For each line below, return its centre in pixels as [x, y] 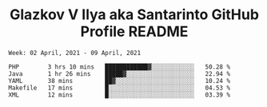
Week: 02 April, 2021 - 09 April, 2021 [75, 53]
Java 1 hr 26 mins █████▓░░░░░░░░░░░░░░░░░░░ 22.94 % [119, 73]
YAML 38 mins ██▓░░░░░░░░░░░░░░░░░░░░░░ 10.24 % [119, 81]
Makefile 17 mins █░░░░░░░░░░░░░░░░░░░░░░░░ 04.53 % [119, 88]
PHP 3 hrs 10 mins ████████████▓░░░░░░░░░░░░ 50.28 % [119, 67]
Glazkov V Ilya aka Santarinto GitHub [134, 15]
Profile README [134, 32]
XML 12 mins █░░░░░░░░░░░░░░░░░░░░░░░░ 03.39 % [119, 95]
